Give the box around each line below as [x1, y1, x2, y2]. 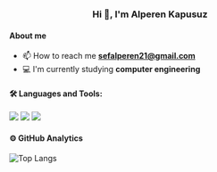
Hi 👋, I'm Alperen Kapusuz [92, 8, 208, 20]
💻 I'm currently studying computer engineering [21, 64, 201, 75]
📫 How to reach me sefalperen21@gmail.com [21, 51, 196, 61]
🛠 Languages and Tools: [9, 88, 103, 99]
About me [9, 30, 47, 41]
